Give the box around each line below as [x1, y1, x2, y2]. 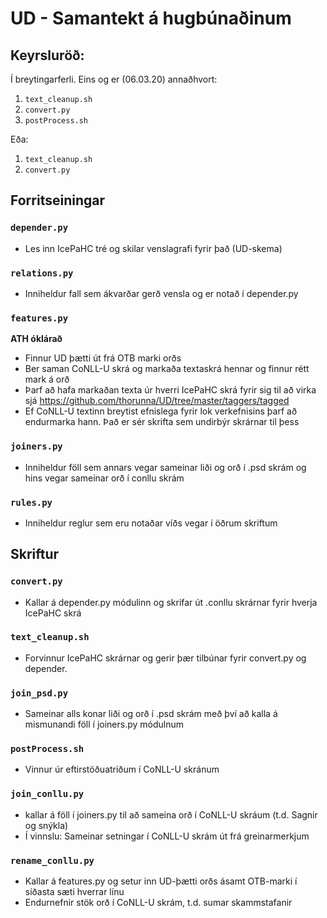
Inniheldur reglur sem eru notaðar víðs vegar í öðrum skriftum [24, 517, 278, 529]
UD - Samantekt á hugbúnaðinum [10, 7, 292, 30]
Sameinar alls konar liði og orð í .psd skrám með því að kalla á [24, 708, 278, 720]
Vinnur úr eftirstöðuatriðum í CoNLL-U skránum [24, 763, 220, 776]
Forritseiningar [10, 192, 105, 209]
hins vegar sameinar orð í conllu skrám [24, 472, 185, 484]
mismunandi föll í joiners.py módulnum [24, 718, 185, 731]
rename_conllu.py [10, 855, 95, 866]
